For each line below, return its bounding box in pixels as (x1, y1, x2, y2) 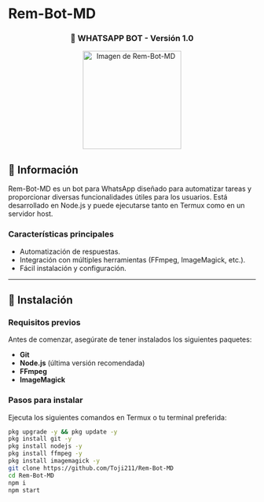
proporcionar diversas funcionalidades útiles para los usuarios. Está (8, 192, 228, 202)
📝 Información (8, 163, 79, 177)
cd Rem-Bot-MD (8, 471, 55, 479)
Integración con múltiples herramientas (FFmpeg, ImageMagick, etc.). (19, 255, 246, 264)
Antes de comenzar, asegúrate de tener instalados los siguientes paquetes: (8, 335, 252, 344)
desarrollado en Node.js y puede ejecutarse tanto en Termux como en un (8, 201, 245, 211)
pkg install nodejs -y (8, 442, 82, 450)
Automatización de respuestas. (19, 247, 120, 256)
